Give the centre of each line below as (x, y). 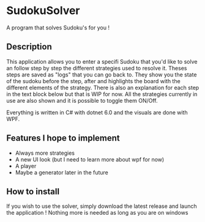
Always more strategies (45, 153)
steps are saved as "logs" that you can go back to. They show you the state (102, 75)
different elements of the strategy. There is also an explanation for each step (103, 87)
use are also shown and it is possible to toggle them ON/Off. (82, 100)
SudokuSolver (43, 11)
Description (29, 47)
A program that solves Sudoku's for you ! (58, 28)
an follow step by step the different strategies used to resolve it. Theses (97, 68)
